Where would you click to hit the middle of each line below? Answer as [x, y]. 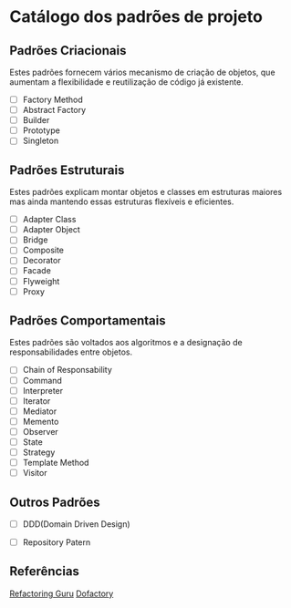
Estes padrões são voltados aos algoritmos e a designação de [126, 343]
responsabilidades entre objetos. [71, 352]
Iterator [36, 401]
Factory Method [53, 99]
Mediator [40, 411]
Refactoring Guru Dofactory [62, 593]
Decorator [42, 261]
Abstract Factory [54, 110]
